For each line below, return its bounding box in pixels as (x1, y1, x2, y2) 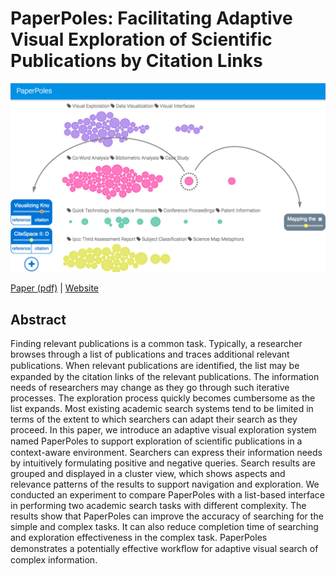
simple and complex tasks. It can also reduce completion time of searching (10, 520, 319, 532)
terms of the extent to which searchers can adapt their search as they (10, 413, 298, 425)
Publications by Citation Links (10, 50, 263, 72)
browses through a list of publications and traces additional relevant (10, 348, 290, 360)
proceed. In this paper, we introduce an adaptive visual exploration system (10, 423, 317, 436)
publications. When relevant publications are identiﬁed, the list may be (10, 359, 300, 371)
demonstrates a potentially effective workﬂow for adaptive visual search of (10, 542, 319, 554)
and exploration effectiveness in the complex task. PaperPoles (10, 531, 268, 543)
